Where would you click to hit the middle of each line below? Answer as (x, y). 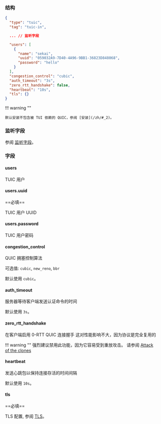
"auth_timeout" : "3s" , (32, 81)
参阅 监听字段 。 (21, 142)
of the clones (18, 350)
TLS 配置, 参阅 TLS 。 (26, 416)
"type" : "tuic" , (26, 23)
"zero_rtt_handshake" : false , (40, 85)
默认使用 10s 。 (20, 383)
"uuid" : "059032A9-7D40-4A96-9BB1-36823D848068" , (69, 58)
